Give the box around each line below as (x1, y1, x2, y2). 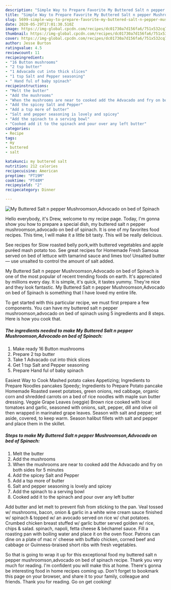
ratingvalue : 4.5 (5, 45, 42, 50)
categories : (5, 126, 31, 131)
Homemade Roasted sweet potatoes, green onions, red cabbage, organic (5, 388, 159, 394)
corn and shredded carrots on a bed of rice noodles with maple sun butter (5, 393, 161, 399)
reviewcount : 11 (5, 50, 40, 55)
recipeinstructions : (5, 83, 49, 88)
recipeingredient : (5, 55, 44, 60)
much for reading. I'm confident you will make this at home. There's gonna (5, 562, 161, 569)
